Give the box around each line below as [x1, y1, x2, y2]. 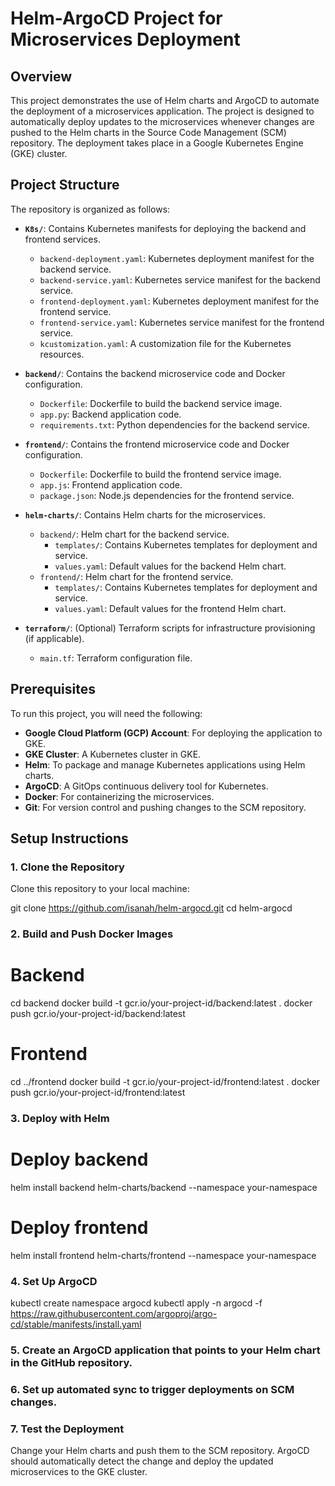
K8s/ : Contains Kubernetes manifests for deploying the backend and [24, 222, 307, 234]
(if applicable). [24, 632, 85, 644]
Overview [10, 68, 73, 85]
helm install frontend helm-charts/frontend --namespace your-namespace [10, 1249, 317, 1261]
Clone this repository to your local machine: [10, 883, 190, 895]
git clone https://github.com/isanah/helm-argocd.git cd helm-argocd [10, 902, 293, 914]
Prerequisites [10, 681, 96, 698]
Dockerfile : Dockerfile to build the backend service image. [39, 397, 283, 409]
